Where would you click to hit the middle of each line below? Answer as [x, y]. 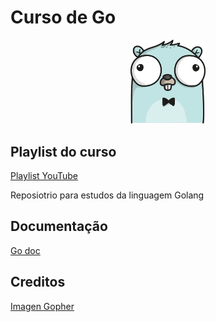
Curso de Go [63, 17]
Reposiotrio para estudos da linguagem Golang [107, 195]
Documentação [59, 226]
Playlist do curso [63, 151]
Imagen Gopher [42, 306]
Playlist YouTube [44, 176]
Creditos [38, 282]
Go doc [25, 250]
